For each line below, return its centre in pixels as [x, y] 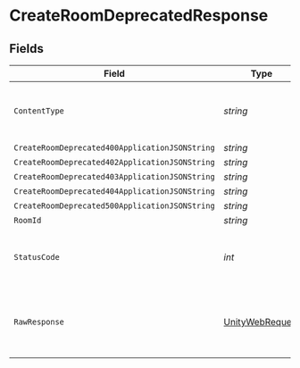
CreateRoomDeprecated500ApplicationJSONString [115, 206]
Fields [27, 49]
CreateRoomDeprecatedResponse [139, 16]
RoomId [28, 220]
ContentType [39, 111]
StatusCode [37, 257]
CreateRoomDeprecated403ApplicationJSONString [115, 176]
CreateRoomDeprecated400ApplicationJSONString [115, 148]
